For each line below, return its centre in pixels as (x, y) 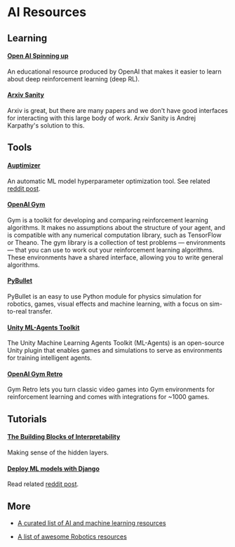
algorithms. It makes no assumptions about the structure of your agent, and (116, 227)
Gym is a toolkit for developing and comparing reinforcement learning (108, 220)
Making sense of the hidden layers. (58, 452)
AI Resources (47, 12)
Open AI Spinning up (38, 56)
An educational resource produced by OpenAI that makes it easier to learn (115, 72)
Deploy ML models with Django (53, 468)
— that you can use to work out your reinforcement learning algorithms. (111, 250)
